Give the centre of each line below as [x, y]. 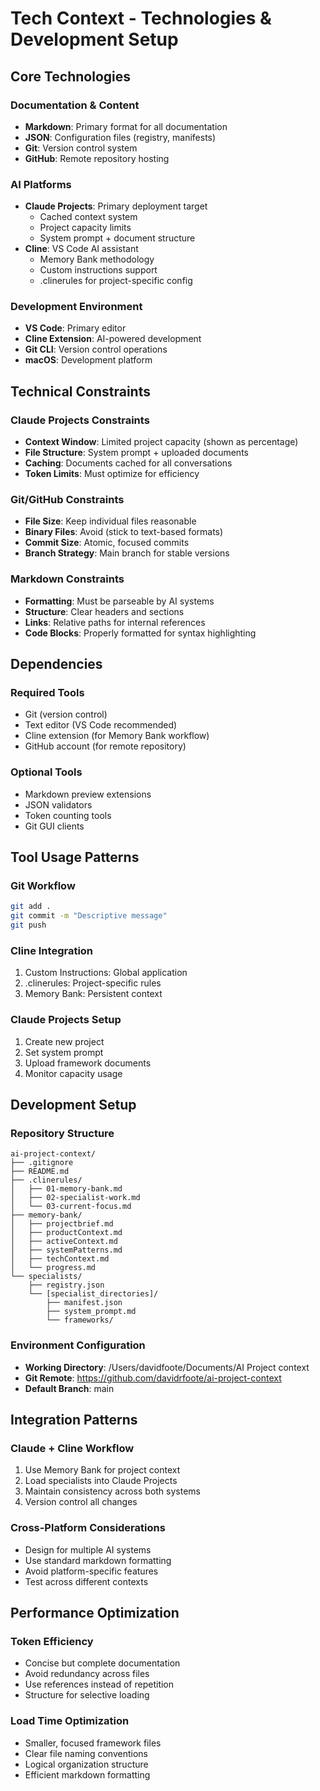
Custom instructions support [98, 270]
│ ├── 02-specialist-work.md [75, 1198]
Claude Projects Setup [66, 1020]
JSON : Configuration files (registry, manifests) [120, 137]
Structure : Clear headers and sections [104, 611]
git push [28, 925]
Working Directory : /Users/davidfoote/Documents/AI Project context [167, 1367]
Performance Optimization [95, 1613]
